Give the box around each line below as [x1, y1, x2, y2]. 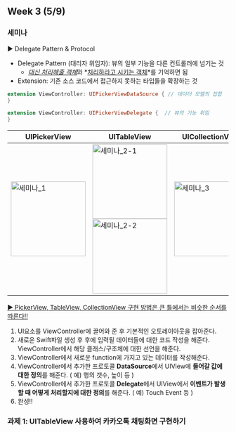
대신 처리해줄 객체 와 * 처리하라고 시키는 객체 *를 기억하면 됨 [27, 67, 188, 76]
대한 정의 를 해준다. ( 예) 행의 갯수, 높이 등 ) [17, 371, 135, 379]
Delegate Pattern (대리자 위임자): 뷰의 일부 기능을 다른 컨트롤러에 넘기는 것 [17, 59, 225, 67]
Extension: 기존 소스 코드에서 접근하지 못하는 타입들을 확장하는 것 [17, 77, 198, 85]
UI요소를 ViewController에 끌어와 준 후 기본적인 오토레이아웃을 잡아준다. [17, 327, 217, 336]
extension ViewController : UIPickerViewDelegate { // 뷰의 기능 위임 [7, 110, 209, 117]
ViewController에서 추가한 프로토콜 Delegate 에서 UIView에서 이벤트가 [17, 379, 213, 388]
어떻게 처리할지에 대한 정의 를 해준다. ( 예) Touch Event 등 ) [32, 388, 193, 397]
